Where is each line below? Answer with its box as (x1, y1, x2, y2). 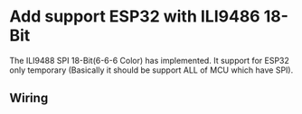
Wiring (9, 91, 49, 106)
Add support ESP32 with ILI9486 (9, 6, 260, 27)
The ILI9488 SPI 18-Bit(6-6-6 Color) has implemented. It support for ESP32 (9, 55, 289, 66)
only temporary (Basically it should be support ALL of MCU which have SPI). (9, 65, 294, 75)
